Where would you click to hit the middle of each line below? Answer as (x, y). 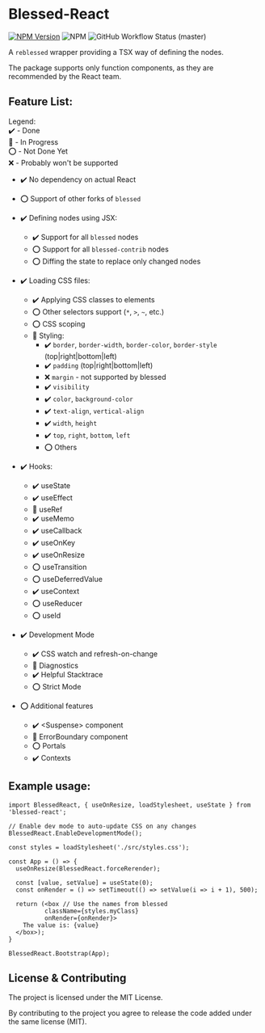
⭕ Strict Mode (57, 686)
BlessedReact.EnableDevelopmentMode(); (76, 833)
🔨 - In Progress (34, 141)
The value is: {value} (61, 925)
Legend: (22, 121)
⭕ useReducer (57, 603)
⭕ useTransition (59, 567)
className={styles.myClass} (91, 911)
